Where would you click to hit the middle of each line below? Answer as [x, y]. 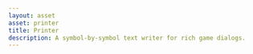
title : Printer [34, 30]
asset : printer [34, 23]
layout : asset [32, 15]
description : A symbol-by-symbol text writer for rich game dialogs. [127, 38]
